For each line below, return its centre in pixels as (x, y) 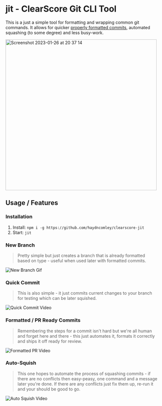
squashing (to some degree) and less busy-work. (55, 32)
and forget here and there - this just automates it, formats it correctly (86, 336)
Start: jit (22, 232)
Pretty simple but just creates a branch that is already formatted (81, 255)
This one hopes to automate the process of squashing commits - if (84, 374)
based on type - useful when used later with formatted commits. (82, 261)
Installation (19, 217)
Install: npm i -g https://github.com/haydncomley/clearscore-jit (78, 227)
